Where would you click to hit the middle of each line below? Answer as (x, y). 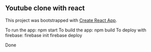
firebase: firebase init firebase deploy (44, 35)
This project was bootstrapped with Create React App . (61, 20)
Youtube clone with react (45, 8)
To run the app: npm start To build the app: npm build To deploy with (76, 30)
